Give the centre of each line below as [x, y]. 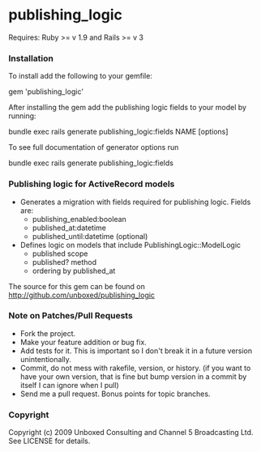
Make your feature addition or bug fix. [83, 342]
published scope [60, 254]
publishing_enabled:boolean [79, 219]
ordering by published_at [74, 271]
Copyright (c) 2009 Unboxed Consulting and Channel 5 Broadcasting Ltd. [131, 433]
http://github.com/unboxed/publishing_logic [82, 295]
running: [22, 116]
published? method [64, 262]
